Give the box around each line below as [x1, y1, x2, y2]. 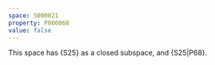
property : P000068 [8, 19, 70, 27]
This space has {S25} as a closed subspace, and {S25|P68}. [8, 48, 208, 58]
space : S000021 [8, 11, 59, 20]
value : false [8, 26, 52, 34]
